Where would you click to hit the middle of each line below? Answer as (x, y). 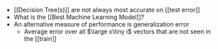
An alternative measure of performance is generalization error (101, 24)
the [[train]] (40, 39)
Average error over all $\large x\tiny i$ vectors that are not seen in (117, 31)
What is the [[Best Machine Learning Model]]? (79, 17)
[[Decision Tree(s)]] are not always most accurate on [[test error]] (107, 10)
